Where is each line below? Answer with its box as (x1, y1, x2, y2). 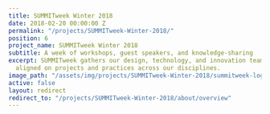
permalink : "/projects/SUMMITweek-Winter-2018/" (8, 26, 174, 35)
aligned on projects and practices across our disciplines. (15, 64, 221, 72)
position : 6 (8, 34, 48, 43)
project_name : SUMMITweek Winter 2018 (8, 42, 138, 50)
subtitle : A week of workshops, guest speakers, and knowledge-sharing (8, 49, 253, 57)
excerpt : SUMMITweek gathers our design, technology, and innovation (8, 57, 247, 65)
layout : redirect (8, 86, 67, 95)
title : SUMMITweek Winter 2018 (8, 11, 113, 20)
